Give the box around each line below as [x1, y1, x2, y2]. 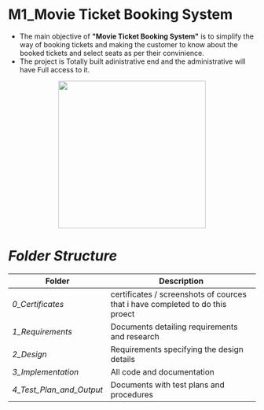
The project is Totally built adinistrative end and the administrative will [19, 57, 246, 66]
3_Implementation [12, 366, 79, 377]
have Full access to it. [19, 65, 90, 74]
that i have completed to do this [110, 298, 227, 309]
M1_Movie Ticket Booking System [8, 6, 233, 24]
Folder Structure [8, 247, 118, 265]
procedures [110, 389, 153, 400]
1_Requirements [12, 326, 72, 337]
